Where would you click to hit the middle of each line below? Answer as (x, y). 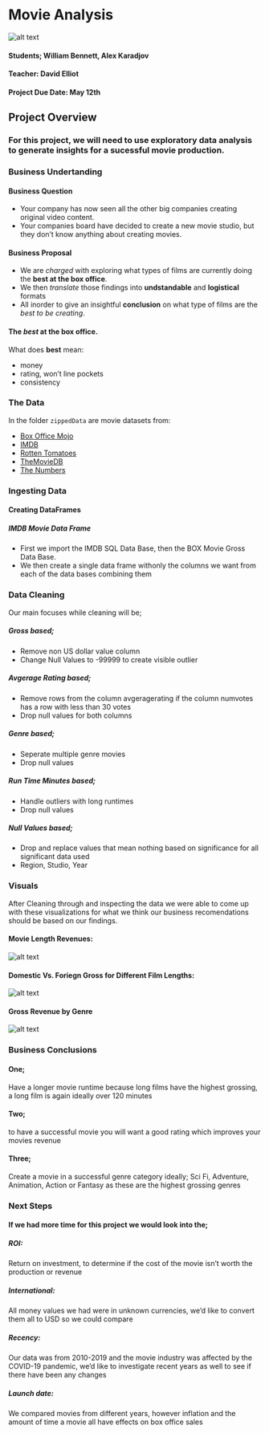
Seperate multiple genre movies (73, 754)
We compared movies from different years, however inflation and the (122, 1414)
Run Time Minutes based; (52, 781)
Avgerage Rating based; (50, 678)
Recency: (24, 1337)
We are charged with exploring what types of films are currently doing (136, 271)
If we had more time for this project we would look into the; (108, 1225)
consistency (40, 382)
